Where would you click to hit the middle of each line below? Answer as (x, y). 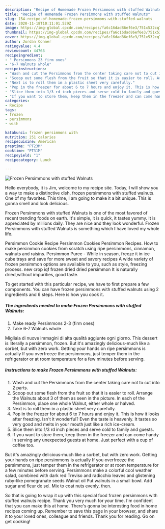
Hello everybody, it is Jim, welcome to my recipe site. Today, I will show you (82, 187)
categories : (17, 101)
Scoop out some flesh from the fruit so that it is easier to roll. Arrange (82, 393)
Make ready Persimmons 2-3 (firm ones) (53, 323)
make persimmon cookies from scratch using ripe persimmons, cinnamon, (80, 248)
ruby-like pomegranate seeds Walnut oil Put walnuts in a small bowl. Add (79, 480)
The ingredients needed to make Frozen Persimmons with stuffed (73, 306)
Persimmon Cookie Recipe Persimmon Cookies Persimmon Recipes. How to (82, 243)
